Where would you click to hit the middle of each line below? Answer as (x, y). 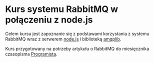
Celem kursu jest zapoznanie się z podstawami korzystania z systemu (77, 33)
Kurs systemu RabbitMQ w (62, 9)
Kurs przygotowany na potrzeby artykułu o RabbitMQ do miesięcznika (77, 48)
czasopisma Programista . (31, 54)
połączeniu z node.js (49, 20)
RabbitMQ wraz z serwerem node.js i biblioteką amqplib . (63, 39)
